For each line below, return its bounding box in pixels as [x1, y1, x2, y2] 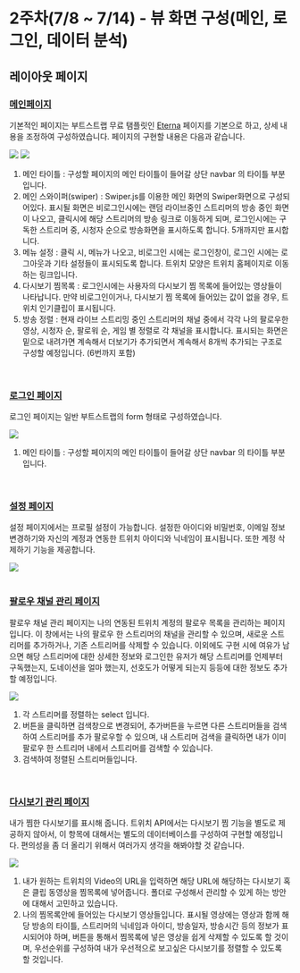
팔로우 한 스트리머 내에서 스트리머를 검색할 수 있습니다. [21, 742, 213, 753]
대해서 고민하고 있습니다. [31, 898, 119, 909]
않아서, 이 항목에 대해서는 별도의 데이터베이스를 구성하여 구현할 [32, 829, 253, 840]
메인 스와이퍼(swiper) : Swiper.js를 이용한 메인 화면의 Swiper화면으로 [21, 190, 267, 201]
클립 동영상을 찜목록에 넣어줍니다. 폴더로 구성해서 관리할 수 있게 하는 [31, 887, 271, 898]
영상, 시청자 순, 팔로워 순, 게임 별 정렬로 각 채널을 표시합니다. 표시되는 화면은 [21, 325, 288, 335]
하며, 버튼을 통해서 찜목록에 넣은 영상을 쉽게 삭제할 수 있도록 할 [53, 932, 272, 943]
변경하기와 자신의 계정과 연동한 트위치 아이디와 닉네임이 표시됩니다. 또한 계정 [9, 533, 277, 544]
